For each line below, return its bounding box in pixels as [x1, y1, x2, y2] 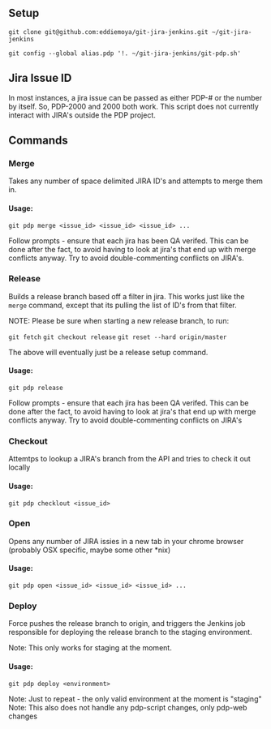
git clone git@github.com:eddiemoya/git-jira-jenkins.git [8, 28, 209, 36]
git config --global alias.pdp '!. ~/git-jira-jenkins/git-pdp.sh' [8, 49, 242, 58]
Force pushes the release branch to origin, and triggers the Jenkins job [8, 619, 246, 628]
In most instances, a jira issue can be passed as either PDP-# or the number [8, 92, 262, 102]
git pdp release [8, 384, 63, 392]
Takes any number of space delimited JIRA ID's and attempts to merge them [8, 176, 264, 186]
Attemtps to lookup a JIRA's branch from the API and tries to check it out [8, 454, 252, 464]
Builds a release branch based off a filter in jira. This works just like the [8, 291, 245, 301]
